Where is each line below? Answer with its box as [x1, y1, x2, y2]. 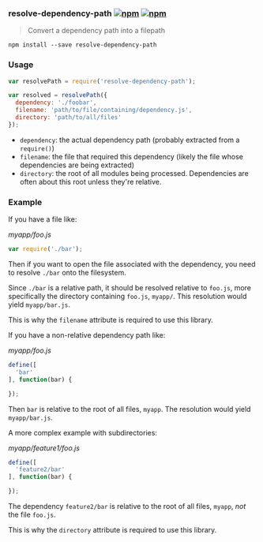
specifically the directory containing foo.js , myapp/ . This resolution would [8, 292, 247, 301]
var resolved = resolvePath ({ [8, 92, 108, 99]
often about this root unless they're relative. [19, 177, 162, 186]
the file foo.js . [8, 510, 57, 520]
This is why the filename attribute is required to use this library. [8, 316, 213, 325]
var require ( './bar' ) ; [8, 245, 83, 253]
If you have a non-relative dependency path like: [8, 331, 166, 340]
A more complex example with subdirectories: [8, 428, 158, 437]
